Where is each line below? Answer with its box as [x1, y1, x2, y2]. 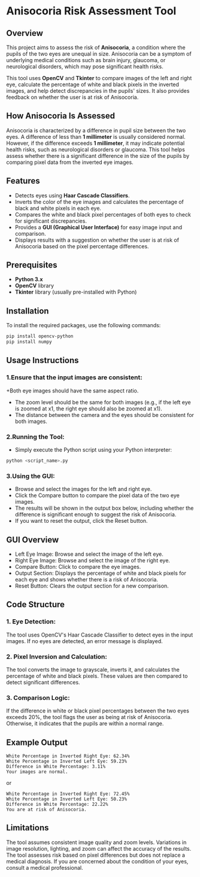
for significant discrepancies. [14, 217, 87, 224]
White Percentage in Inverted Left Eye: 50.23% [6, 796, 128, 802]
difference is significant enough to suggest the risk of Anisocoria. [14, 511, 177, 518]
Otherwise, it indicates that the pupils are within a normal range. [6, 720, 164, 727]
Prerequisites [6, 260, 57, 270]
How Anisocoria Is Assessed [6, 111, 116, 121]
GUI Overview [6, 534, 59, 545]
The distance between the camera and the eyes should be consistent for [14, 411, 195, 418]
